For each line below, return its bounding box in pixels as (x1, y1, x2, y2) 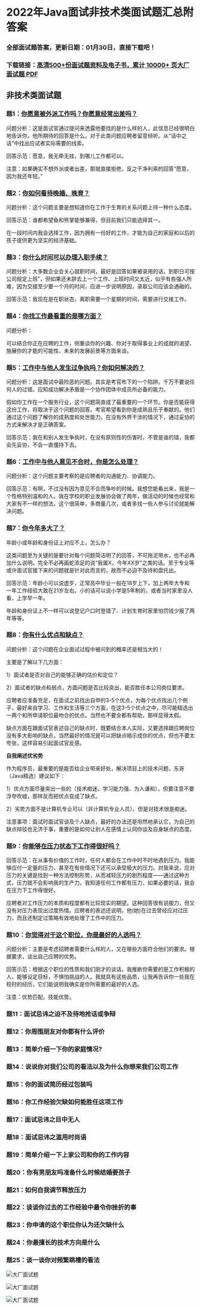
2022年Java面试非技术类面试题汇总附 (6, 5, 194, 19)
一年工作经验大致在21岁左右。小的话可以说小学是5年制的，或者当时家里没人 (6, 587, 193, 594)
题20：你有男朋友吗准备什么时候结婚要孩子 (6, 1168, 131, 1177)
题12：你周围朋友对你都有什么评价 (6, 1027, 105, 1036)
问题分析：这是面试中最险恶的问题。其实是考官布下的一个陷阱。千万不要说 (6, 378, 190, 385)
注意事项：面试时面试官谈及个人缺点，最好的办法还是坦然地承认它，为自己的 (6, 818, 195, 825)
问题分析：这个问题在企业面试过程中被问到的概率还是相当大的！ (6, 646, 163, 653)
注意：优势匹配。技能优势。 (6, 993, 75, 1001)
